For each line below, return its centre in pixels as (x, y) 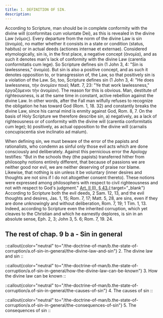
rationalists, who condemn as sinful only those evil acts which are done (77, 146)
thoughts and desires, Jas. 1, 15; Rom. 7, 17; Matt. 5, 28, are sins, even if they (81, 198)
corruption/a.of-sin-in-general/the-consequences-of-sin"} (64, 305)
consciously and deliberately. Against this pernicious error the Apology (76, 151)
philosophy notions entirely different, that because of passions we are (75, 162)
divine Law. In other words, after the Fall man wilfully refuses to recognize (79, 100)
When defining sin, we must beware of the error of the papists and (72, 141)
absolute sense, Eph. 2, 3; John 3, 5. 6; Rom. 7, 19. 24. (59, 219)
